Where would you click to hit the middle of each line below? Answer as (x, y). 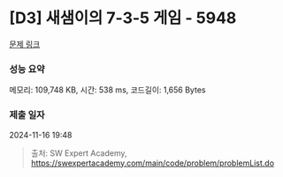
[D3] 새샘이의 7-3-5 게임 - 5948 (123, 18)
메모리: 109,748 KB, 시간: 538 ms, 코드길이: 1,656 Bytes (107, 90)
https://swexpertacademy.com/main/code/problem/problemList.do (153, 163)
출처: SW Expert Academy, (79, 153)
